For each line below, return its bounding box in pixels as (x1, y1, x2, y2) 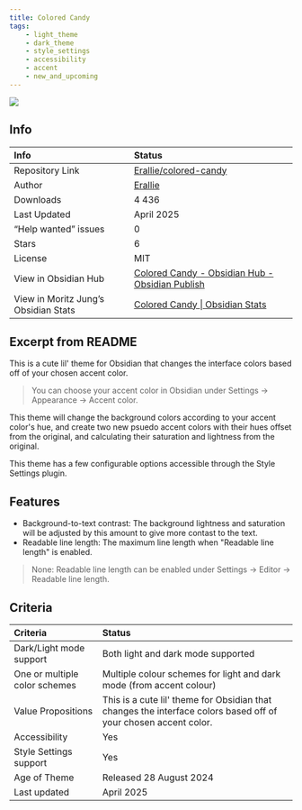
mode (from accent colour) (102, 679, 217, 691)
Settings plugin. (9, 468, 67, 478)
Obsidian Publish (133, 278, 205, 290)
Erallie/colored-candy (133, 164, 227, 177)
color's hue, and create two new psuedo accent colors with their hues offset (9, 422, 292, 432)
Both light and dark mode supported (102, 648, 255, 660)
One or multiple (13, 668, 79, 680)
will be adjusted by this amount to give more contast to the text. (22, 528, 258, 539)
